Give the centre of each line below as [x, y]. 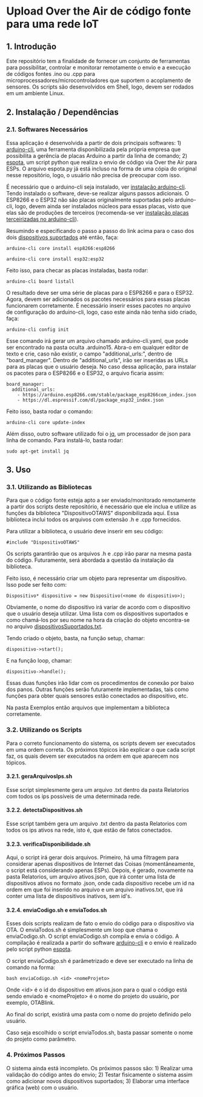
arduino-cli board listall [40, 281]
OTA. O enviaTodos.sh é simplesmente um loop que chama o [82, 930]
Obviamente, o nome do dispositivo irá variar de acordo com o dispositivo [98, 607]
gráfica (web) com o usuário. [42, 1087]
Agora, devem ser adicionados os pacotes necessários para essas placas [98, 299]
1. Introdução [31, 46]
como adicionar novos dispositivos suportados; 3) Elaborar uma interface [98, 1081]
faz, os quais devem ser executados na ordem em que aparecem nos [93, 756]
